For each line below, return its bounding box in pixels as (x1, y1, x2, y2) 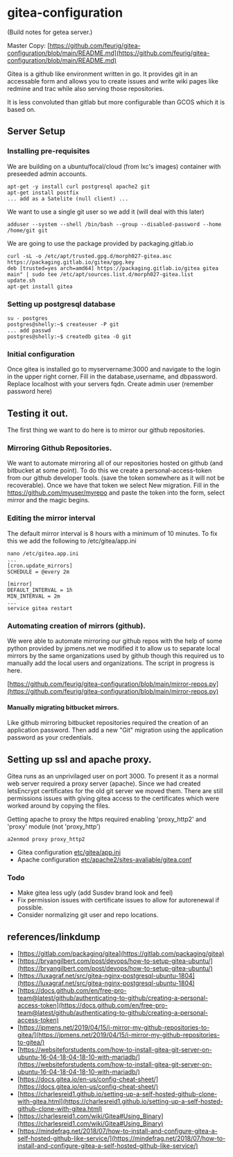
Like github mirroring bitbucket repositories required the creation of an (7, 719, 209, 727)
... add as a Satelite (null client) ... (7, 195, 129, 202)
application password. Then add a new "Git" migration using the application (7, 726, 223, 735)
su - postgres (7, 314, 49, 321)
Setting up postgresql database (7, 299, 116, 309)
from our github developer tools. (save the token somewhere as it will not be (7, 474, 225, 482)
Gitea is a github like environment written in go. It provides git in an (7, 70, 198, 78)
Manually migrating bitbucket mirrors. (7, 703, 119, 711)
